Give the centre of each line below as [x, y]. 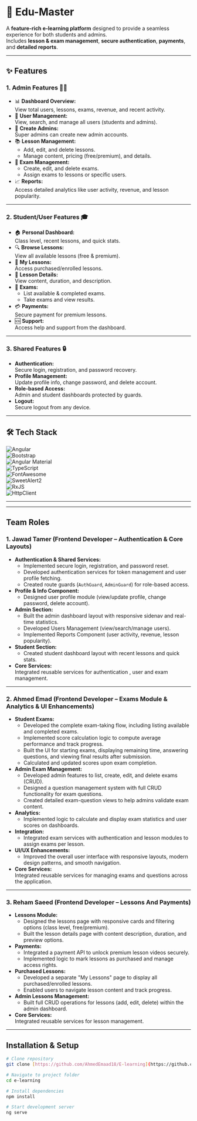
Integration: [29, 832]
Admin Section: [34, 609]
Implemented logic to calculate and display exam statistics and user [105, 819]
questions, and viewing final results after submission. [87, 757]
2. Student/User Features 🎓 [47, 217]
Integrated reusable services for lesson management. [79, 1021]
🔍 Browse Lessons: [39, 247]
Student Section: [35, 647]
